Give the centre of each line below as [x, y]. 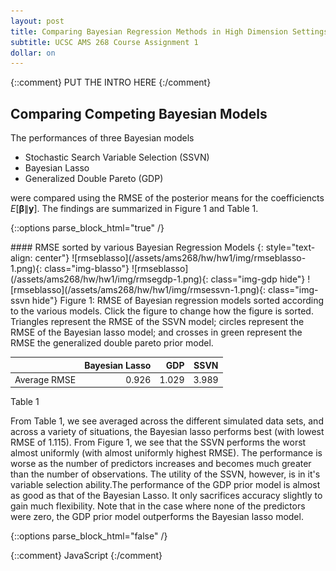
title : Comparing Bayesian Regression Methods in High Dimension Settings [169, 31]
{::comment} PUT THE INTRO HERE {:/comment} [111, 82]
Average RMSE [45, 379]
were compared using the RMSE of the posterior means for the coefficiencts [167, 198]
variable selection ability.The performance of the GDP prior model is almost [165, 485]
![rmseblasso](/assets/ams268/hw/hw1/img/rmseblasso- [189, 258]
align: [21, 258]
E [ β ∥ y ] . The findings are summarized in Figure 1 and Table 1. [134, 209]
